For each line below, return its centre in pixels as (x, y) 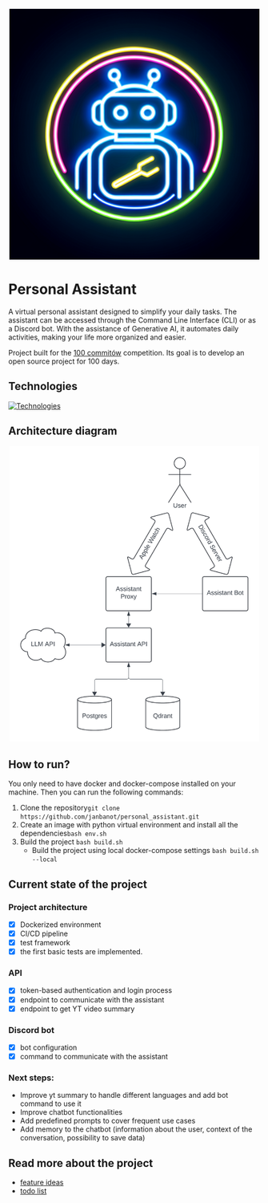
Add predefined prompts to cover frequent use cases (108, 1121)
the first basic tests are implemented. (81, 952)
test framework (45, 943)
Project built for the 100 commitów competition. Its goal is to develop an (126, 352)
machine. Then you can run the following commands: (96, 792)
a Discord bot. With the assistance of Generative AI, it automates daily (124, 328)
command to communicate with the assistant (94, 1057)
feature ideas (42, 1183)
